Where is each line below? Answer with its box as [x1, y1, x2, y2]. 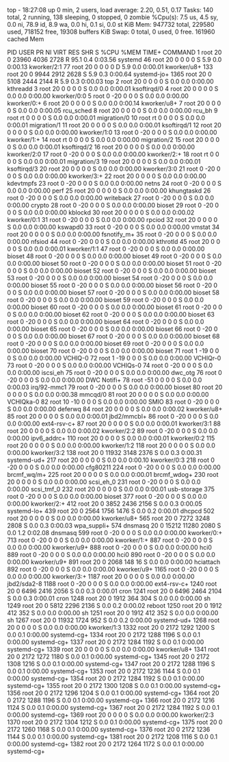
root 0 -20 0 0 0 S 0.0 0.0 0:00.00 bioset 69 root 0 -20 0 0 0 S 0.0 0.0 [7, 339, 204, 347]
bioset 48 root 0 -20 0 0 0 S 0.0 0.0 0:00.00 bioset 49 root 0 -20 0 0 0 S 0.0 [7, 252, 222, 260]
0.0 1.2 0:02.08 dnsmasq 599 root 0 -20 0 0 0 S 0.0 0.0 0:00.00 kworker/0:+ [7, 529, 223, 537]
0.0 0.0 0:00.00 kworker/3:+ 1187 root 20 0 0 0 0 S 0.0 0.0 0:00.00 [7, 572, 195, 580]
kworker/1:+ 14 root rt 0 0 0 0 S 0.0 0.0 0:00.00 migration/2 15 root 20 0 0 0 [7, 136, 220, 143]
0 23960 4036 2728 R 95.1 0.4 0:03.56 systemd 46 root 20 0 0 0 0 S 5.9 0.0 [7, 56, 222, 64]
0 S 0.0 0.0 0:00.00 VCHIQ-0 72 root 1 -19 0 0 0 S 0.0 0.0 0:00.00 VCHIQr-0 [7, 354, 221, 362]
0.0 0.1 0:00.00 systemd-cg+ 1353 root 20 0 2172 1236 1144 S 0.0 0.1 [7, 667, 200, 675]
